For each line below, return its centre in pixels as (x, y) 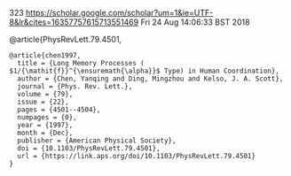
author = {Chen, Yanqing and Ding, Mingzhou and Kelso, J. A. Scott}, (150, 79)
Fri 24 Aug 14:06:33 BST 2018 (195, 22)
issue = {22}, (43, 102)
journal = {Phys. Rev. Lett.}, (75, 87)
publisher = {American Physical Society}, (97, 141)
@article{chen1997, (45, 56)
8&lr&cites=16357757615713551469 (74, 22)
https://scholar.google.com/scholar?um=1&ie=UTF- (119, 13)
